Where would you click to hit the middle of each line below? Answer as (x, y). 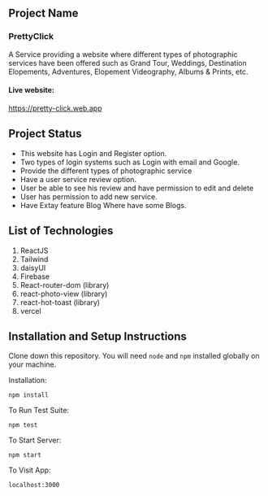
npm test (23, 425)
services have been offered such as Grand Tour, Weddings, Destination (128, 63)
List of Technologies (61, 231)
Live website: (32, 90)
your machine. (32, 364)
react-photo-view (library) (64, 294)
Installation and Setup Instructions (97, 336)
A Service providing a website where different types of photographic (123, 54)
